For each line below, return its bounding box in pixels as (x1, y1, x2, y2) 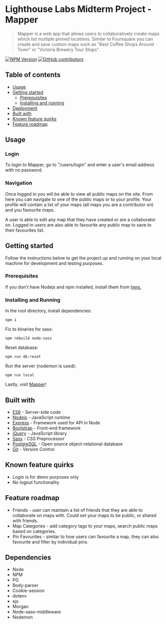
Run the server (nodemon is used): (5, 363, 77, 369)
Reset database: (5, 344, 39, 350)
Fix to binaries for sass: (5, 326, 53, 332)
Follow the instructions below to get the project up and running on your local (5, 255, 162, 261)
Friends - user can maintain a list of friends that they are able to (12, 507, 143, 513)
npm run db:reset (5, 354, 41, 359)
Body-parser (12, 583, 39, 589)
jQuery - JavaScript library (12, 430, 67, 436)
